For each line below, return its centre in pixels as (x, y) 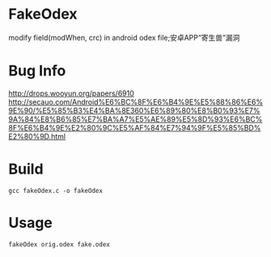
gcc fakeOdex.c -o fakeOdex (56, 191)
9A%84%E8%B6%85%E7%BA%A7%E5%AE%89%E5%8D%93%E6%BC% (135, 119)
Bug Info (37, 71)
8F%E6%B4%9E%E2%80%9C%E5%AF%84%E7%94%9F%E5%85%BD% (135, 127)
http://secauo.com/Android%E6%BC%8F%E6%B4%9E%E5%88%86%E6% (136, 101)
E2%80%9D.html (37, 136)
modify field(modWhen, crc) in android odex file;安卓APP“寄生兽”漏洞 (124, 37)
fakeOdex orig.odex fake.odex (59, 244)
